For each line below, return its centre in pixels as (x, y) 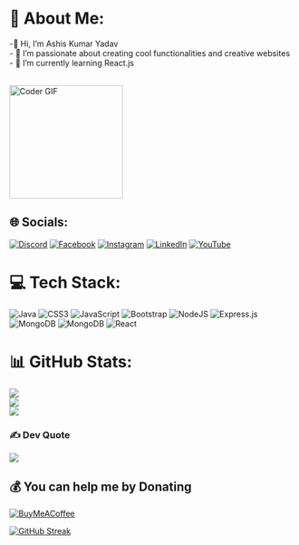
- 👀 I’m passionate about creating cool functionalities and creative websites (150, 53)
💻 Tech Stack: (65, 282)
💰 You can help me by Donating (101, 487)
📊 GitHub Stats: (71, 361)
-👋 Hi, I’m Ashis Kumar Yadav (64, 44)
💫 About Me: (57, 19)
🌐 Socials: (39, 223)
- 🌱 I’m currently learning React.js (72, 63)
